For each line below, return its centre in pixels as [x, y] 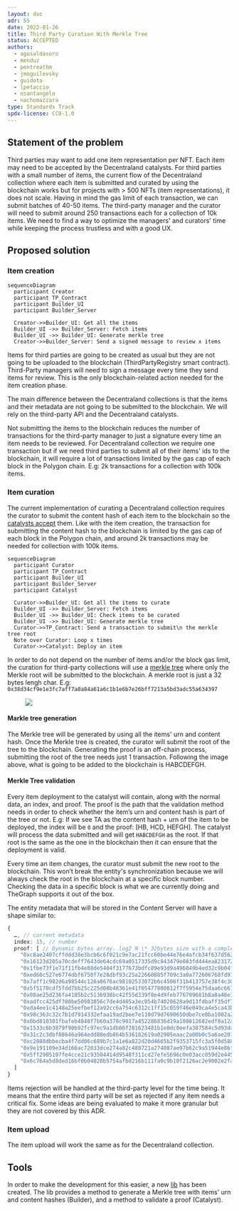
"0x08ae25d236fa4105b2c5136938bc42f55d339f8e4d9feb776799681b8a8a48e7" [128, 995]
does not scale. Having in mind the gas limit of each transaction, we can [113, 198]
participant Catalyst [46, 590]
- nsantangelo [34, 94]
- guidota [28, 80]
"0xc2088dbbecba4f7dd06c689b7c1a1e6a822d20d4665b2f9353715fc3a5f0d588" [128, 1041]
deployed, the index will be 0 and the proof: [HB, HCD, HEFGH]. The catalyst [119, 827]
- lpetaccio [32, 87]
